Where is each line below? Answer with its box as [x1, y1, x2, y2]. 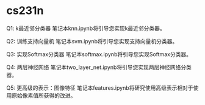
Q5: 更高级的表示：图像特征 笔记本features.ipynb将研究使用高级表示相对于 [6, 84, 193, 92]
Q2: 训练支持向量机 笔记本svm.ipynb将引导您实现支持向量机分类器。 [6, 37, 178, 45]
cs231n [6, 4, 44, 18]
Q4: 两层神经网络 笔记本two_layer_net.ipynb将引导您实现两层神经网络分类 [6, 63, 192, 71]
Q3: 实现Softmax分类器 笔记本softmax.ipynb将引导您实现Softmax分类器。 [6, 50, 192, 58]
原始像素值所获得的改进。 [11, 92, 76, 99]
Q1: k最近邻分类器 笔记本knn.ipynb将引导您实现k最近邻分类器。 [6, 24, 166, 32]
